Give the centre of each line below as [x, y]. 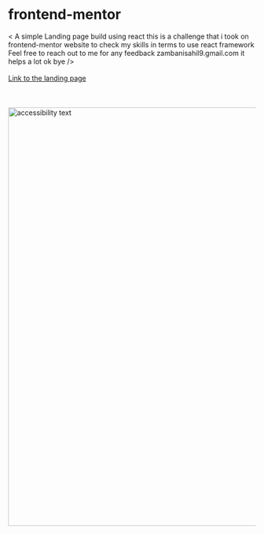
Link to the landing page [47, 78]
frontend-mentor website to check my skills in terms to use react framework [131, 44]
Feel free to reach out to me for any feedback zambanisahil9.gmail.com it [126, 53]
